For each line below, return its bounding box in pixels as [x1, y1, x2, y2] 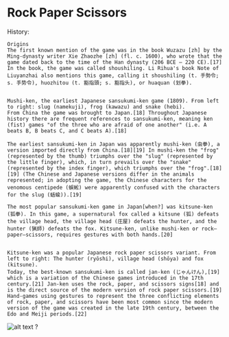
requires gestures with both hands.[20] [56, 231, 173, 238]
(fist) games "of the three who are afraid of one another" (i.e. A [7, 121, 207, 128]
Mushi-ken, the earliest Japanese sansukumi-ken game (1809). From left [7, 97, 219, 104]
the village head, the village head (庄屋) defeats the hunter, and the [7, 218, 217, 224]
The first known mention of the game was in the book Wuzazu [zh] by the [7, 47, 223, 54]
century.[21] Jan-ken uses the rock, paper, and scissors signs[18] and [7, 280, 219, 288]
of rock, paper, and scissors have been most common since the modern [7, 299, 213, 305]
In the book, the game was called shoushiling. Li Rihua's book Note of [7, 65, 219, 71]
